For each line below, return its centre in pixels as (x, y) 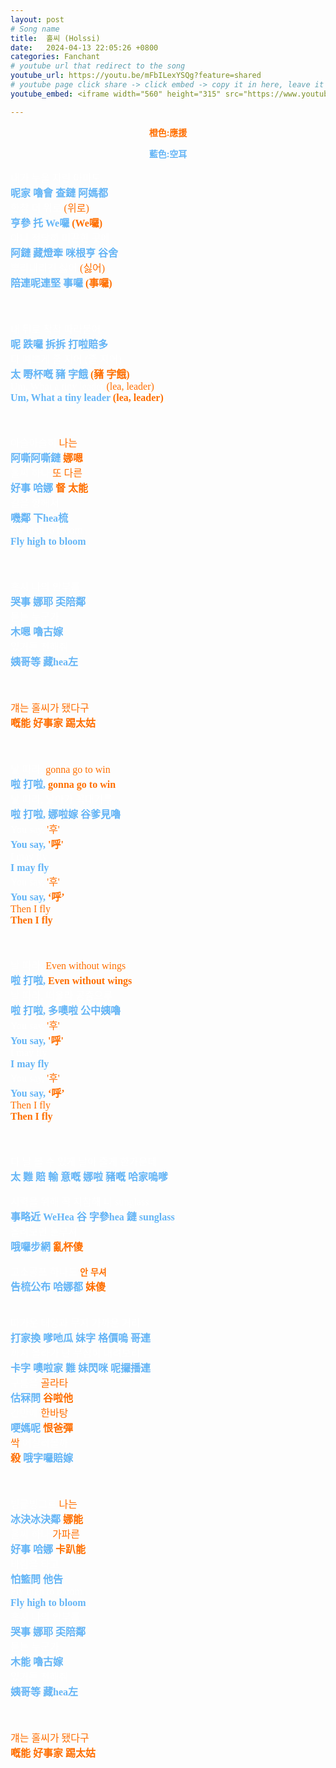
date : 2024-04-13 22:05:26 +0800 (84, 47)
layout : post (37, 19)
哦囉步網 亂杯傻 (47, 1247)
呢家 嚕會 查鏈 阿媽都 (59, 193)
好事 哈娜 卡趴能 (48, 1549)
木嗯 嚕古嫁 (37, 632)
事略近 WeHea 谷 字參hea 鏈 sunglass (92, 1217)
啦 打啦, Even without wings (71, 980)
